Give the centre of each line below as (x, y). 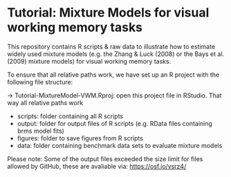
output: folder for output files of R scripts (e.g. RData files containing (115, 123)
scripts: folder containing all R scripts (70, 116)
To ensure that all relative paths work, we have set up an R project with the (113, 75)
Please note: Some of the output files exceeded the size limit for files (105, 159)
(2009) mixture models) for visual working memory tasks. (89, 61)
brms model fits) (40, 131)
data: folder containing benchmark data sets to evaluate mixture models (120, 145)
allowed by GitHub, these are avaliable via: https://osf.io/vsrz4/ (97, 166)
